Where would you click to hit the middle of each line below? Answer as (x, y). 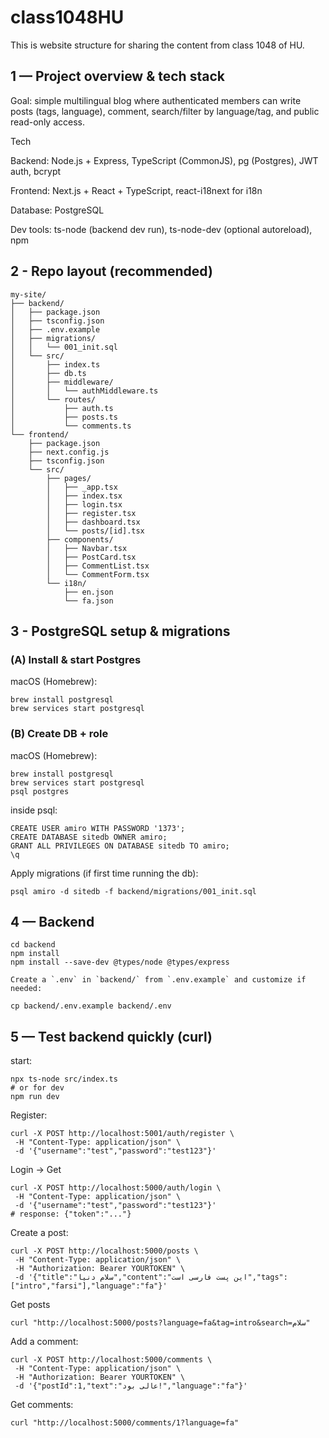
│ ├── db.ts (48, 373)
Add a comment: (44, 1342)
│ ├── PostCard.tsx (91, 557)
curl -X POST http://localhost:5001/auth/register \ (122, 1134)
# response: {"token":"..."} (71, 1214)
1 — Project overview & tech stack (117, 76)
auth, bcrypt (36, 171)
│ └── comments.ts (71, 426)
